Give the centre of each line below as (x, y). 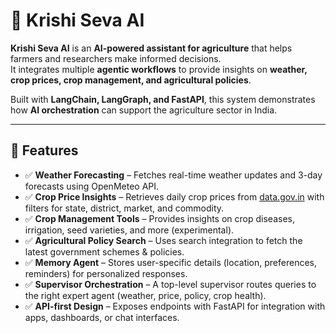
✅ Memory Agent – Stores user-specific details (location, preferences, (171, 262)
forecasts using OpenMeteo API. (92, 186)
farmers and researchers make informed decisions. (116, 58)
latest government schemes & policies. (104, 251)
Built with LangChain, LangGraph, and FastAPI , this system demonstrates (163, 99)
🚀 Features (44, 150)
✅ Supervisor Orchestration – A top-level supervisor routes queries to (170, 284)
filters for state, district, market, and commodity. (124, 208)
